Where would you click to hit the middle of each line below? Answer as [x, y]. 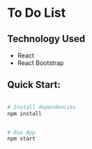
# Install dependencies [42, 107]
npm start [22, 139]
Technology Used [46, 39]
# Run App [22, 132]
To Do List [37, 13]
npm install [24, 113]
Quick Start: [34, 85]
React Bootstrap [40, 63]
